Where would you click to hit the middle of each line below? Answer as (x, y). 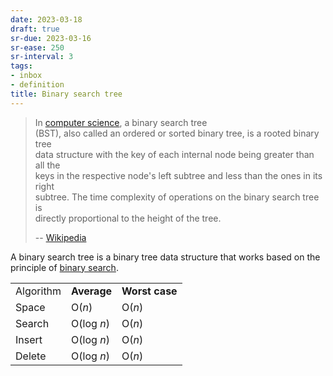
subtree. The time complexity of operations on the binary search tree (177, 197)
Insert (29, 339)
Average (92, 291)
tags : (21, 66)
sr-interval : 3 (42, 57)
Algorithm (38, 291)
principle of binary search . (64, 267)
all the (47, 165)
